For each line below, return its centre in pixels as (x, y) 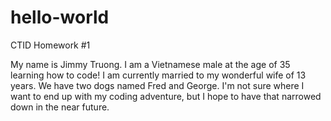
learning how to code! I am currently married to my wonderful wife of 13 (158, 75)
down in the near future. (60, 107)
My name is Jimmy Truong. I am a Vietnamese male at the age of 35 (150, 64)
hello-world (60, 17)
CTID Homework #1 (50, 45)
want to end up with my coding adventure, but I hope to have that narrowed (166, 96)
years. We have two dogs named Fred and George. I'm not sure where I (157, 85)
